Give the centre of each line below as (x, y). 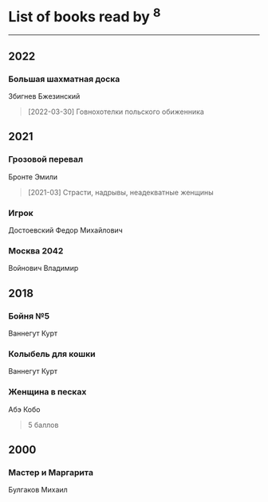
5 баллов (43, 425)
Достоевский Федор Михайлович (66, 230)
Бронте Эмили (33, 177)
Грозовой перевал (46, 159)
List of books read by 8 (85, 16)
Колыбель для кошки (52, 354)
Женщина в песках (47, 392)
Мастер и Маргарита (51, 473)
